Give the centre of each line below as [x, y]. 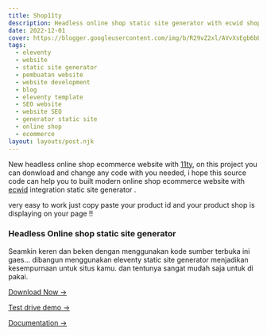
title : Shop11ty [35, 16]
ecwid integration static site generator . [72, 189]
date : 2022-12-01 [37, 30]
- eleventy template [49, 97]
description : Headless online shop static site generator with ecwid [126, 23]
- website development [53, 82]
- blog [26, 90]
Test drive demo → [39, 307]
